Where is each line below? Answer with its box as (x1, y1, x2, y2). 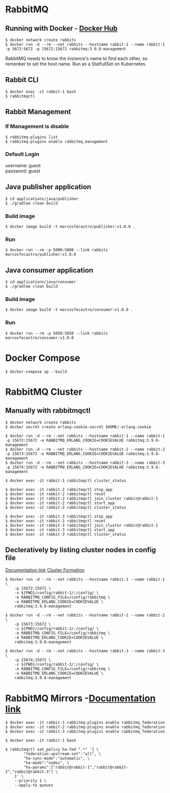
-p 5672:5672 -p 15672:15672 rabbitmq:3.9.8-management (5, 47, 126, 52)
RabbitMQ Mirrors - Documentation (5, 692, 156, 704)
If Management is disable (5, 123, 69, 130)
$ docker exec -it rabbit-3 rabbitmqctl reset (5, 518, 106, 524)
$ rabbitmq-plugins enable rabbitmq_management (5, 139, 108, 144)
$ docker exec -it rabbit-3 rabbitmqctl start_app (5, 527, 115, 532)
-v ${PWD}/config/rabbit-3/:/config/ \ (14, 662, 99, 667)
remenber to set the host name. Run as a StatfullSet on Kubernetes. (5, 61, 147, 67)
